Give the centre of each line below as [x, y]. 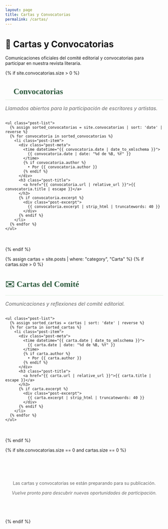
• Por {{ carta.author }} [54, 358]
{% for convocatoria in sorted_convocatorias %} [61, 136]
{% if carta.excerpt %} [43, 389]
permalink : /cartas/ [27, 19]
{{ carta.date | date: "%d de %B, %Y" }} [71, 345]
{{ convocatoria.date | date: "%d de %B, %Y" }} [79, 154]
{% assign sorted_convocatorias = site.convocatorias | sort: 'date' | [86, 128]
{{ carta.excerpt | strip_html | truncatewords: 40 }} [86, 398]
